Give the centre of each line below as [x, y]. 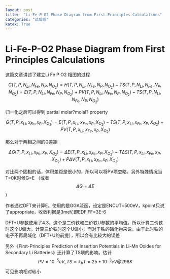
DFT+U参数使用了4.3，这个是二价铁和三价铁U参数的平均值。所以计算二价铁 [84, 223]
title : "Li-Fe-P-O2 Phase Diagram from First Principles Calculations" [84, 15]
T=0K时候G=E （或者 [27, 178]
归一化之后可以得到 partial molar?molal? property [57, 112]
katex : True [18, 24]
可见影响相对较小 [23, 271]
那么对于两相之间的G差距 [31, 142]
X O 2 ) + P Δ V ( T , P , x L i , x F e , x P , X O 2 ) [85, 160]
